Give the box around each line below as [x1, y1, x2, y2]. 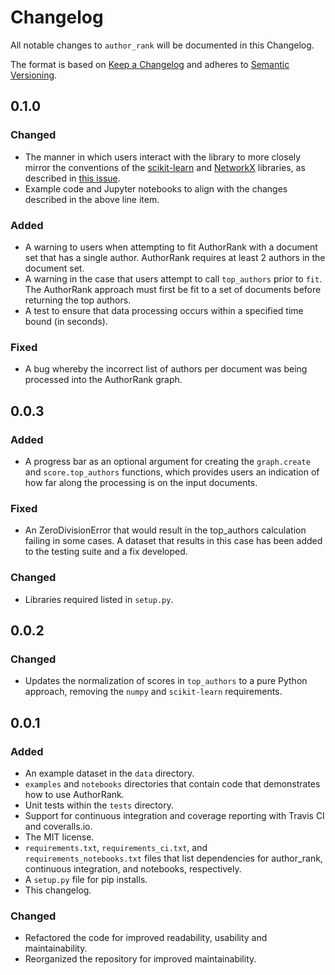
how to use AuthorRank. [24, 788, 125, 800]
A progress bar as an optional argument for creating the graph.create [24, 455, 311, 467]
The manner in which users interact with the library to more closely [24, 151, 302, 163]
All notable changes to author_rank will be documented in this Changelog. [10, 39, 315, 51]
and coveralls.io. [24, 820, 93, 832]
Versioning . [10, 69, 58, 81]
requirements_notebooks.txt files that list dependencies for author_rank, [24, 852, 323, 864]
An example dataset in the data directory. [24, 767, 195, 779]
